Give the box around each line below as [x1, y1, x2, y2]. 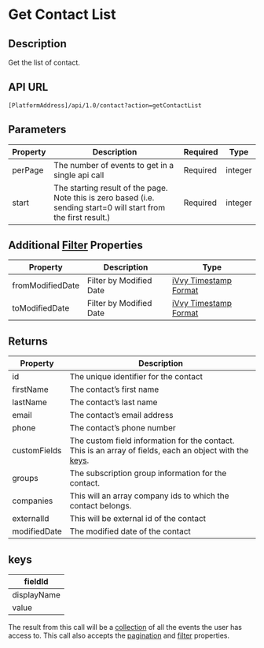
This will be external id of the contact [69, 513, 207, 524]
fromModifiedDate [12, 280, 80, 291]
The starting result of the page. [53, 182, 168, 193]
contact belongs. [69, 501, 132, 512]
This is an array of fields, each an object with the [69, 445, 249, 456]
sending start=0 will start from [53, 202, 166, 213]
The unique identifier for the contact [69, 371, 203, 382]
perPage [12, 164, 44, 175]
